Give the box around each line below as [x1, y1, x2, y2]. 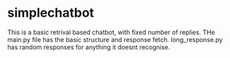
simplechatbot [7, 5, 95, 21]
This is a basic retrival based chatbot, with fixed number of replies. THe [7, 28, 215, 36]
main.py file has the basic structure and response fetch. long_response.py [7, 35, 223, 43]
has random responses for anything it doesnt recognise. [7, 43, 171, 51]
